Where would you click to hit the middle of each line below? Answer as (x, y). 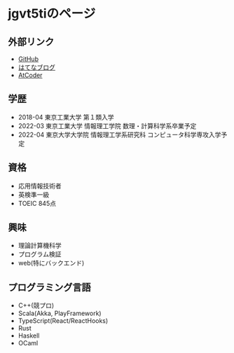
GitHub (28, 59)
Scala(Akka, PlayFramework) (60, 313)
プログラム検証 (40, 254)
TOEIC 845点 (37, 203)
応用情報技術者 (40, 186)
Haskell (29, 335)
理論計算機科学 (40, 246)
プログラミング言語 (49, 287)
